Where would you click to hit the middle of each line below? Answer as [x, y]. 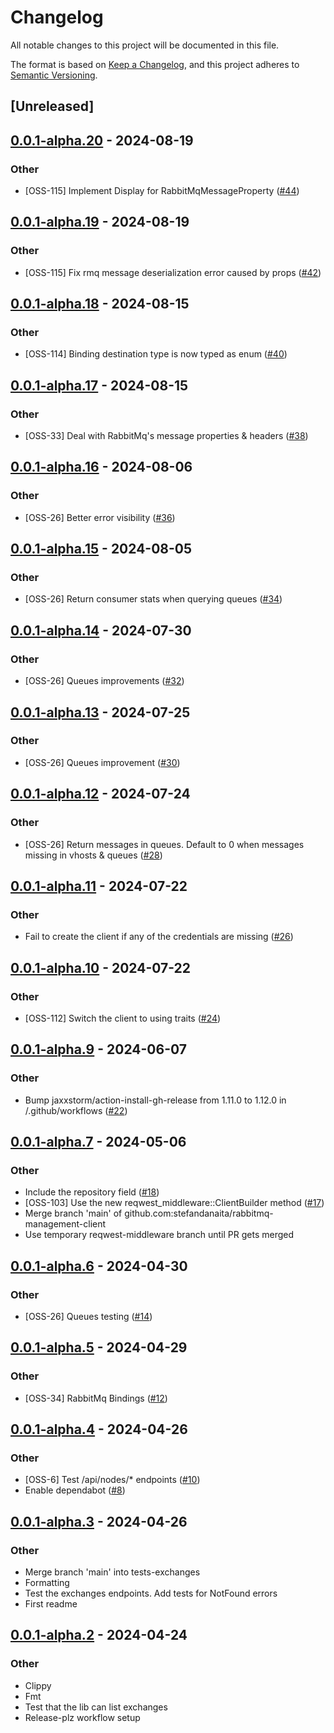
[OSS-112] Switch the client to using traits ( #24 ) [123, 1018]
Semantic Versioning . [54, 75]
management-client [65, 1224]
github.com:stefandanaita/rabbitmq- [199, 1213]
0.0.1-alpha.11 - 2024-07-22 [99, 886]
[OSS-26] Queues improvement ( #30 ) [102, 762]
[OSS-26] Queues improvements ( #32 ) [104, 681]
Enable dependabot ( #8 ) [75, 1490]
